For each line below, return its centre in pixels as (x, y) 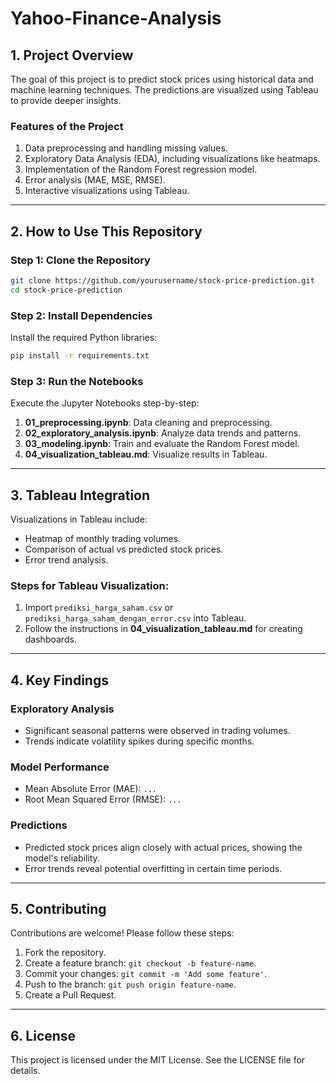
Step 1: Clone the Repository (80, 260)
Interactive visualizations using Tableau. (107, 191)
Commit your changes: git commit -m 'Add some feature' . (145, 974)
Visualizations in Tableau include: (79, 519)
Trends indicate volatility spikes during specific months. (139, 741)
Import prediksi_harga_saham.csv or (99, 608)
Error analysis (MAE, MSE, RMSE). (95, 180)
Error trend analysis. (66, 560)
